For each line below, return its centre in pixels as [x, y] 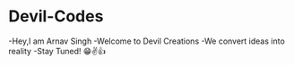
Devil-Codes [56, 16]
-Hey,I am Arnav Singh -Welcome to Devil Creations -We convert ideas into [147, 41]
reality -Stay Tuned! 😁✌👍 [57, 51]
